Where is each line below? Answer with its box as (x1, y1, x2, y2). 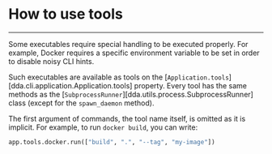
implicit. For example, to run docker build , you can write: (8, 122, 198, 132)
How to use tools (8, 5, 123, 24)
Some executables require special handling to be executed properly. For (8, 39, 249, 49)
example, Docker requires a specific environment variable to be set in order (8, 48, 261, 58)
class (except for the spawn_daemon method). (8, 98, 155, 108)
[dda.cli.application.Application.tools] (8, 80, 133, 90)
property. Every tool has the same (134, 80, 247, 90)
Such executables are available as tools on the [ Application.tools (8, 72, 229, 82)
